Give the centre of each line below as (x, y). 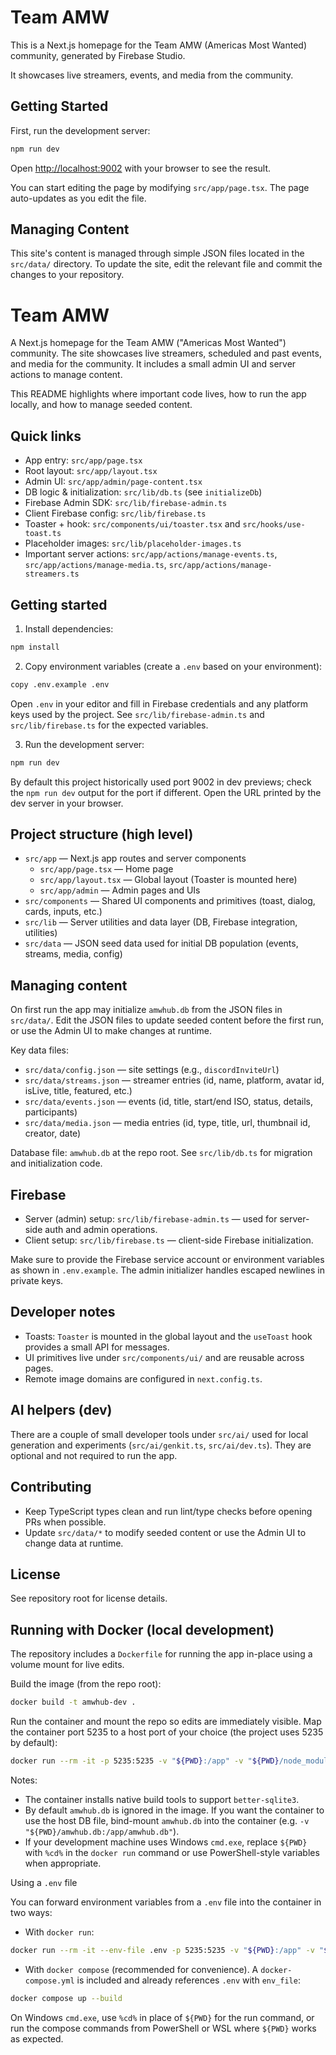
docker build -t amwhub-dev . (73, 1702)
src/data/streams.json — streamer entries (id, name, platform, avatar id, (174, 1080)
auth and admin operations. (101, 1230)
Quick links (46, 436)
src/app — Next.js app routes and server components (135, 858)
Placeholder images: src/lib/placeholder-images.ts (133, 543)
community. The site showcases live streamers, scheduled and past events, (166, 353)
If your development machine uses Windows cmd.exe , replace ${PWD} (166, 1842)
